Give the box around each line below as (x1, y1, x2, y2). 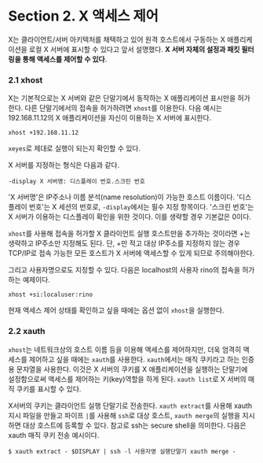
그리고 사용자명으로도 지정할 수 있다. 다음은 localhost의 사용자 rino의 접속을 (8, 265, 241, 275)
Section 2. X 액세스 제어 (8, 7, 159, 25)
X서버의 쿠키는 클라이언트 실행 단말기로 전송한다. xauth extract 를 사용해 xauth (8, 401, 253, 410)
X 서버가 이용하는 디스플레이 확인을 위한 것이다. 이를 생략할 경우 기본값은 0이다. (8, 212, 251, 221)
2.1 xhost (8, 74, 43, 85)
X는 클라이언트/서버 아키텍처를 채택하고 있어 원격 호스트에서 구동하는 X (8, 35, 226, 44)
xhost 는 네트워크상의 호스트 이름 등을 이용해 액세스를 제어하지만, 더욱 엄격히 (8, 344, 242, 354)
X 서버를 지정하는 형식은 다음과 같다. (8, 161, 120, 170)
